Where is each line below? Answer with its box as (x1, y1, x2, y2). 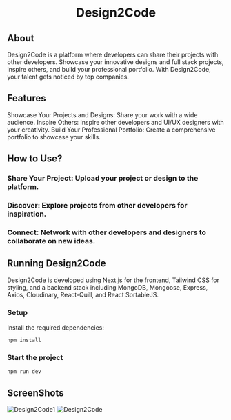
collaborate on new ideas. (7, 236, 96, 246)
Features (7, 92, 46, 104)
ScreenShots (7, 387, 64, 399)
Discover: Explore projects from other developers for (7, 201, 188, 210)
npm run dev (7, 368, 41, 375)
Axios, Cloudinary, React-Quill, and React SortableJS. (7, 290, 159, 299)
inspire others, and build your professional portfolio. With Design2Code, (7, 66, 212, 73)
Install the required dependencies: (7, 323, 105, 332)
